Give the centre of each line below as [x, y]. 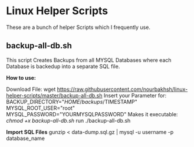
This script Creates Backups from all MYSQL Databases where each [89, 60]
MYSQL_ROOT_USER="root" [41, 108]
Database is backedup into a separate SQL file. [63, 66]
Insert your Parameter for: [135, 95]
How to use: [21, 77]
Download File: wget [31, 89]
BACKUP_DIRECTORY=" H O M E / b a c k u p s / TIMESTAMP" [72, 102]
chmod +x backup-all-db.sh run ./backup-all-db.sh [68, 120]
